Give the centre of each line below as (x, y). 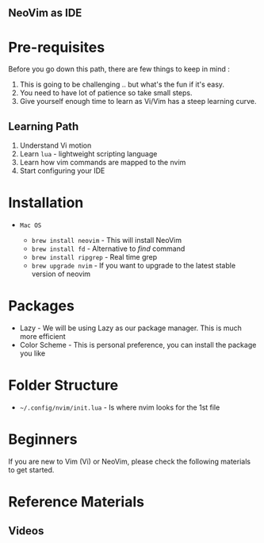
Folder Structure (63, 385)
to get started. (31, 470)
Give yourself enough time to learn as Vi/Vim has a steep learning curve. (138, 102)
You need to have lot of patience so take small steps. (106, 93)
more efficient (42, 337)
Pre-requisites (57, 47)
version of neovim (61, 274)
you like (33, 353)
